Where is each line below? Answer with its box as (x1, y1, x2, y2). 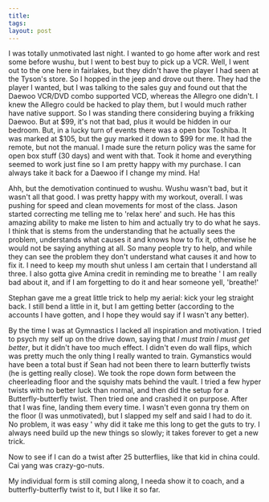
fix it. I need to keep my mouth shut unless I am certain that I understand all (8, 260, 258, 270)
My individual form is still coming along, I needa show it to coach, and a (8, 476, 245, 486)
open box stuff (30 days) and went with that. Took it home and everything (8, 151, 252, 161)
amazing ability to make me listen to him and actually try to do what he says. (8, 218, 261, 227)
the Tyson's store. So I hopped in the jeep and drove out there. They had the (8, 74, 261, 84)
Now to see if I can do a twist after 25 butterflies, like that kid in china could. (8, 452, 260, 462)
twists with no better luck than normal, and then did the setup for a (8, 386, 229, 395)
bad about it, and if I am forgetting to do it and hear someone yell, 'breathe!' (8, 278, 259, 288)
